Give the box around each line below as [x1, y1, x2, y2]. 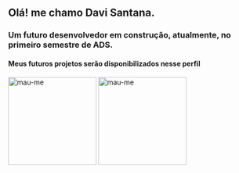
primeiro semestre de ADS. [8, 39, 114, 50]
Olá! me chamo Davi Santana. [8, 6, 155, 20]
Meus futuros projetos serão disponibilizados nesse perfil [8, 59, 201, 68]
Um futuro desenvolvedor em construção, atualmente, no [8, 30, 231, 41]
